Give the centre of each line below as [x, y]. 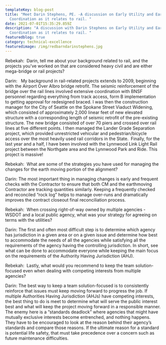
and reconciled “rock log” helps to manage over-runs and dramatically [77, 195]
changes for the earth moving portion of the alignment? [62, 169]
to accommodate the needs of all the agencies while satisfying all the [76, 240]
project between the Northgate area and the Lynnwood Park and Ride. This [81, 149]
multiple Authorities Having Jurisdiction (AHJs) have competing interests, [80, 296]
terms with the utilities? [29, 220]
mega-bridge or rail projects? [35, 71]
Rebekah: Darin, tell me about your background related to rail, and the [77, 60]
